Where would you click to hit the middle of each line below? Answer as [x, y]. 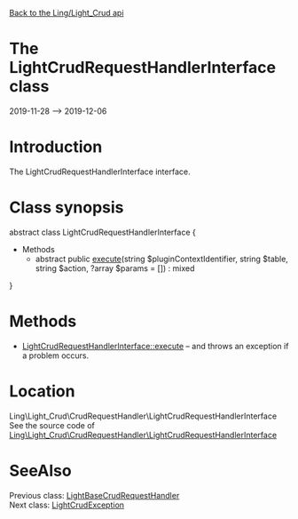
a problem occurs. [55, 355]
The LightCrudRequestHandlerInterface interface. [100, 172]
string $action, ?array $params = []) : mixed [115, 268]
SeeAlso [41, 471]
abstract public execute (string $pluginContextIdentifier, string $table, [161, 259]
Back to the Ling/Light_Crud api [67, 13]
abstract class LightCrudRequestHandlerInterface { [103, 232]
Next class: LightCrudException [67, 505]
